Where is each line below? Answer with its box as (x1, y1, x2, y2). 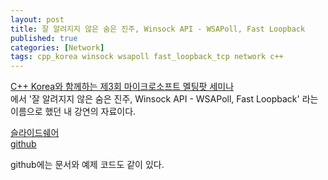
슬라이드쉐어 (10, 127, 60, 139)
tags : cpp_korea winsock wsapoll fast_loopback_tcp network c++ (10, 52, 284, 62)
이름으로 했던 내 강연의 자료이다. (10, 106, 137, 118)
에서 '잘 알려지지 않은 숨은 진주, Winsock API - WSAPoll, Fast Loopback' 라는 (10, 93, 319, 105)
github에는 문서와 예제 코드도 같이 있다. (10, 159, 165, 171)
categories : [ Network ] (10, 42, 105, 53)
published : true (10, 33, 78, 43)
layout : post (10, 14, 65, 25)
